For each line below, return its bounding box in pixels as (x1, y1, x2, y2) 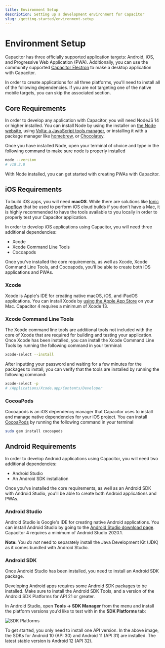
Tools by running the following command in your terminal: (5, 343, 123, 348)
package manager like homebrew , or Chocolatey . (5, 133, 105, 139)
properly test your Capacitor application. (5, 214, 88, 220)
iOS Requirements (5, 185, 62, 194)
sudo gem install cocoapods (5, 429, 63, 434)
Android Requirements (5, 442, 77, 451)
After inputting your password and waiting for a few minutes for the (5, 361, 142, 367)
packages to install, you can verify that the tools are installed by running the (5, 366, 160, 372)
